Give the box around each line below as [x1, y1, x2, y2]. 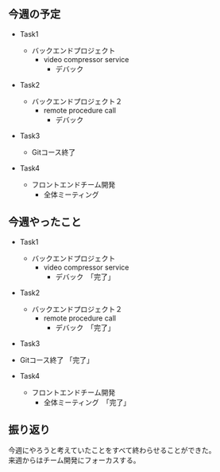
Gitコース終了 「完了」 [19, 355, 94, 364]
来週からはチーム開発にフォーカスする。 [8, 455, 141, 465]
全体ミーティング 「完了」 [43, 397, 131, 407]
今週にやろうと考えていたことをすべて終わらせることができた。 [8, 446, 216, 455]
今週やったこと [8, 215, 82, 229]
